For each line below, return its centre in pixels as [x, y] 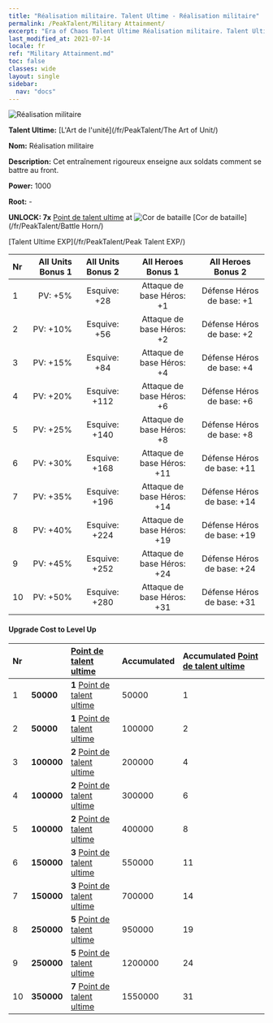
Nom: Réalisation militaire [51, 146]
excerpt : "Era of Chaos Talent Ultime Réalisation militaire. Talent [129, 31]
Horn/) [93, 226]
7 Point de [90, 986]
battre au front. [34, 170]
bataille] [234, 218]
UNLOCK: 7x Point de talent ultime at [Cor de [113, 218]
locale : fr [27, 46]
